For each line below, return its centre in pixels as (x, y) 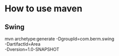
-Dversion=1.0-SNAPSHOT (32, 49)
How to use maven (44, 9)
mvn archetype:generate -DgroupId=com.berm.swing (59, 39)
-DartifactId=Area (23, 44)
